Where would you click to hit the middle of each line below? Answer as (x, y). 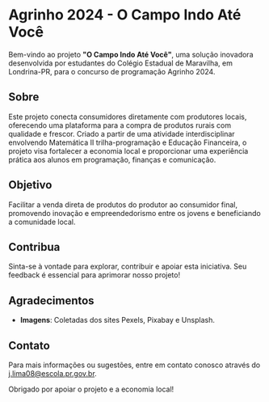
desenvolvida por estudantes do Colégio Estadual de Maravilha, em (120, 63)
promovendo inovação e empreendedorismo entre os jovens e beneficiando (134, 213)
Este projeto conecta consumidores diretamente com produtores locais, (128, 116)
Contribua (34, 247)
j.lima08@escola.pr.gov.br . (53, 373)
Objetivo (30, 185)
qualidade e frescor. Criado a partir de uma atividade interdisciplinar (122, 133)
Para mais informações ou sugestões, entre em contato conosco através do (134, 365)
